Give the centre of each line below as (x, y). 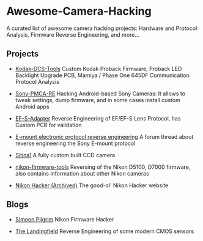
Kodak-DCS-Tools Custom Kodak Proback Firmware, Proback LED (98, 69)
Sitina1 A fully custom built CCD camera (65, 155)
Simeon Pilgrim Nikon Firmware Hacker (65, 219)
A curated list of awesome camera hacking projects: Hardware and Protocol (102, 28)
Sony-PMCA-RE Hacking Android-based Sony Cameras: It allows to (100, 94)
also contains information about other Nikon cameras (82, 173)
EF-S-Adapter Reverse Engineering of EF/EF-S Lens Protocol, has (98, 118)
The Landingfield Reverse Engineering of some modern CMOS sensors (105, 231)
